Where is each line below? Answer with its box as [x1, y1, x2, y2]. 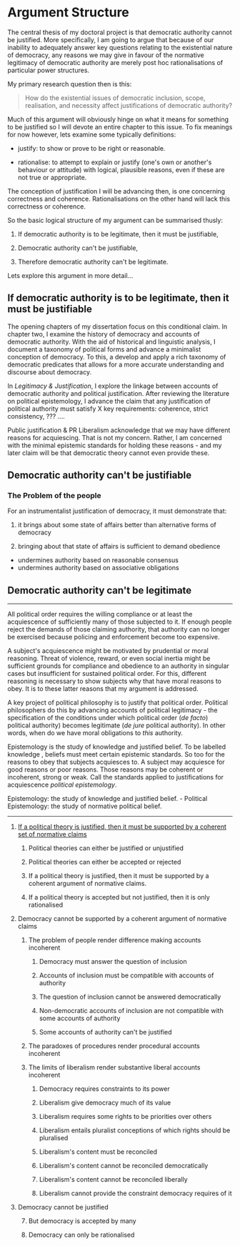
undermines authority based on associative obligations [17, 564, 180, 572]
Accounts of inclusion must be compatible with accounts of [39, 971, 214, 980]
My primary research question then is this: [7, 79, 132, 88]
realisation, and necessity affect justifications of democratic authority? [24, 101, 233, 109]
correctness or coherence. [7, 201, 86, 211]
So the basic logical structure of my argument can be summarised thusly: [7, 216, 224, 224]
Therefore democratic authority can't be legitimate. [17, 257, 169, 266]
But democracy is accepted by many [28, 1217, 137, 1225]
